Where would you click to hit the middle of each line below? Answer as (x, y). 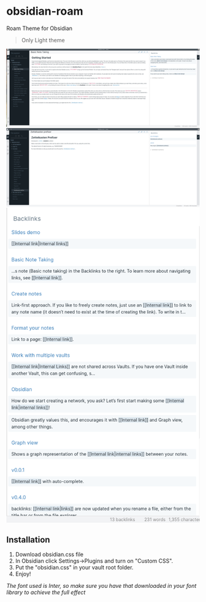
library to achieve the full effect (46, 592)
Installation (28, 540)
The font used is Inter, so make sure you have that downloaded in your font (101, 586)
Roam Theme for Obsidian (39, 28)
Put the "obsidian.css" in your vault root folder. (74, 568)
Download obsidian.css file (49, 554)
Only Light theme (43, 40)
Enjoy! (23, 574)
